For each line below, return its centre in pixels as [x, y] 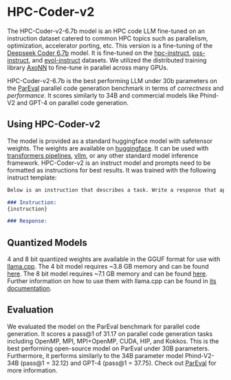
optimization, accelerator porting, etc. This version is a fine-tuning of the [110, 45]
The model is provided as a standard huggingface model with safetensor [110, 141]
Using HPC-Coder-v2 [54, 124]
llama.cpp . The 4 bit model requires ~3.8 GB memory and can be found [108, 267]
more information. [32, 370]
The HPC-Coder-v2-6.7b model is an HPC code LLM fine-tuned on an [106, 31]
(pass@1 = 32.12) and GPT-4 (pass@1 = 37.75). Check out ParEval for [118, 363]
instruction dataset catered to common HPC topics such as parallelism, [108, 38]
